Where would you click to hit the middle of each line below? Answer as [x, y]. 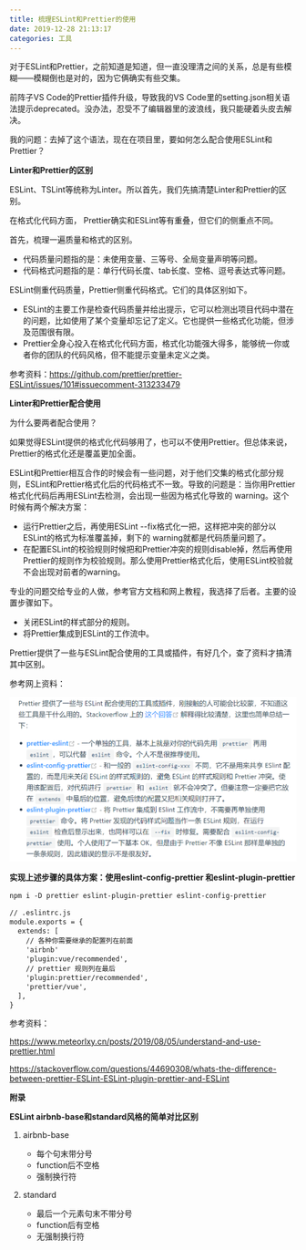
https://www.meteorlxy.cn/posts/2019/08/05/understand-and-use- [135, 1041]
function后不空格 [68, 1165]
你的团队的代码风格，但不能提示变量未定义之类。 [122, 355]
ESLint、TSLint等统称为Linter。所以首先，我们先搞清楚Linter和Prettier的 [144, 190]
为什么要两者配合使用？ [53, 423]
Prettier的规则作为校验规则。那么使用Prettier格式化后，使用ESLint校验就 [158, 561]
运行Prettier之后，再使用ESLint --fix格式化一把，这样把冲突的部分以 [149, 527]
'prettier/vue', [57, 987]
